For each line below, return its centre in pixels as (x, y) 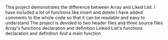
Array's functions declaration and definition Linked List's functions (74, 28)
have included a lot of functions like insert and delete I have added (74, 12)
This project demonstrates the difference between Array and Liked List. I (80, 7)
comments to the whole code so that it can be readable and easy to (75, 18)
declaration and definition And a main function (53, 33)
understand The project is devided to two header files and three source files (84, 23)
